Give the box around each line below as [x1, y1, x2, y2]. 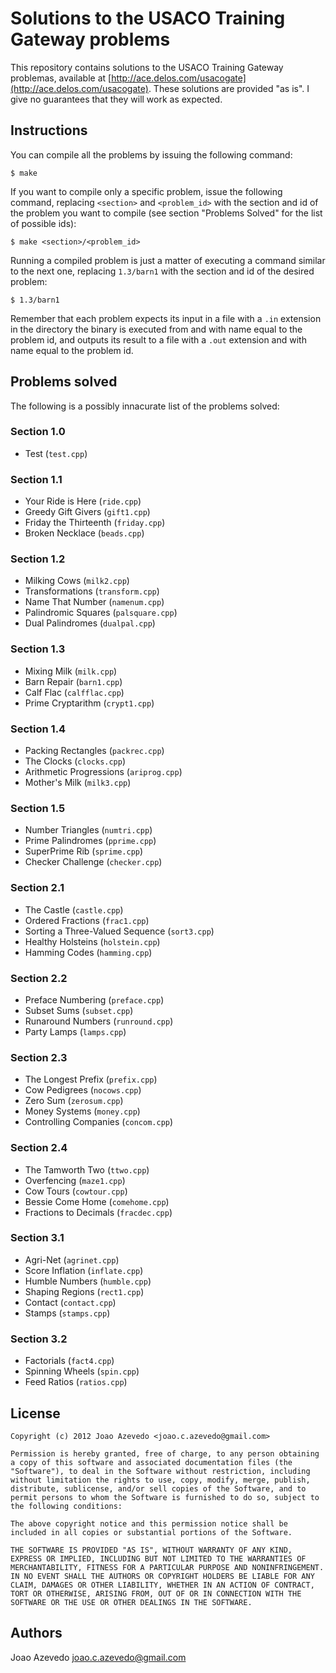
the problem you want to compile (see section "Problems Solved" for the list [10, 207, 323, 219]
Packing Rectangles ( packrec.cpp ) [24, 745, 165, 757]
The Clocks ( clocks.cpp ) [24, 755, 127, 767]
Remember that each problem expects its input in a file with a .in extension [10, 312, 322, 324]
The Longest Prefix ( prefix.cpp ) [24, 1073, 158, 1086]
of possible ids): [10, 217, 77, 229]
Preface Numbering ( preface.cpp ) [24, 993, 165, 1006]
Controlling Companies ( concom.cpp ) [24, 1116, 174, 1128]
